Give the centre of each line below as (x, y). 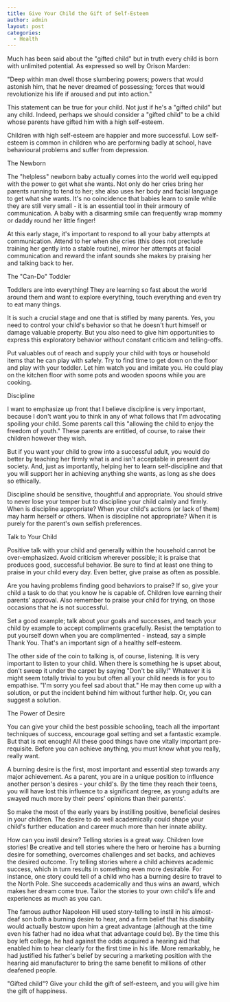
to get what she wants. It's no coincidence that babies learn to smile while (112, 199)
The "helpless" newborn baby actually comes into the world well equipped (113, 177)
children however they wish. (47, 439)
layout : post (26, 26)
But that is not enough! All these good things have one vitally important (107, 742)
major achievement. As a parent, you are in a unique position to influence (111, 777)
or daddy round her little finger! (51, 220)
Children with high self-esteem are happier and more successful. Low (106, 136)
